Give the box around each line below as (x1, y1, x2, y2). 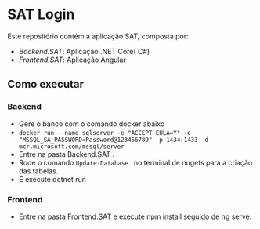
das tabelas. (18, 166, 59, 176)
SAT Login (7, 5, 75, 24)
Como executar (7, 78, 84, 91)
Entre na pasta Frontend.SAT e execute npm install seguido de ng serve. (18, 212, 252, 221)
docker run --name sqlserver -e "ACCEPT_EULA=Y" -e (18, 129, 191, 136)
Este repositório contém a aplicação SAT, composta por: (7, 31, 189, 41)
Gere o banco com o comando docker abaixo (18, 119, 165, 129)
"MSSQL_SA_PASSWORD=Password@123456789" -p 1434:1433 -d (18, 136, 209, 144)
